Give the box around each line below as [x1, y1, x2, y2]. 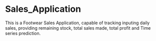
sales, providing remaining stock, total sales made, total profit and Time [5, 25, 151, 31]
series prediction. [5, 30, 41, 36]
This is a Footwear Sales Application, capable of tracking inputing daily [5, 20, 150, 26]
